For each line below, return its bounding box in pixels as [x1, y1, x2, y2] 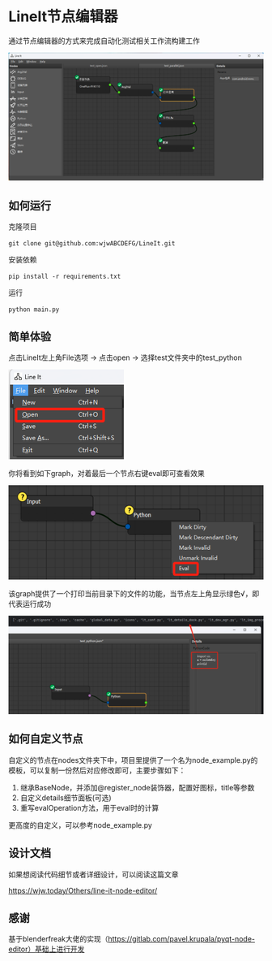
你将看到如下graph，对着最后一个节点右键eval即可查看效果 [8, 469, 205, 478]
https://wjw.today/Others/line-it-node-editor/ [8, 885, 158, 895]
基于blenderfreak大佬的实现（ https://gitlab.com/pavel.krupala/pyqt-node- [8, 934, 256, 944]
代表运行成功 [8, 599, 51, 608]
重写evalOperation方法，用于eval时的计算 [19, 803, 159, 812]
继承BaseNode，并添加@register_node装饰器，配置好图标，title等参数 [19, 782, 255, 792]
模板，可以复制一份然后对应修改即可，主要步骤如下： [8, 765, 186, 775]
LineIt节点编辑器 [8, 7, 119, 26]
